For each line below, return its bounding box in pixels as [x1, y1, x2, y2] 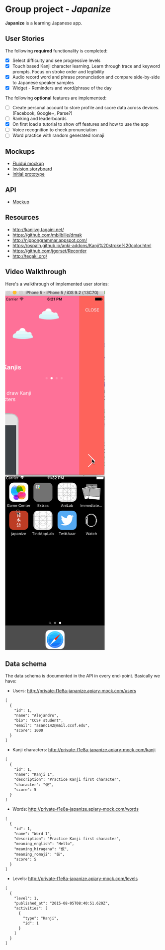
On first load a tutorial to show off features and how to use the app [12, 121, 149, 127]
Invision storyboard [12, 166, 52, 172]
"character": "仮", [14, 782, 54, 787]
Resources [5, 213, 39, 222]
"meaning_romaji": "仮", [14, 852, 65, 857]
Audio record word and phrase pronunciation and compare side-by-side [12, 74, 160, 80]
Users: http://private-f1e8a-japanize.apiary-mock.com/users [12, 688, 137, 694]
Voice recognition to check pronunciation [12, 127, 97, 133]
